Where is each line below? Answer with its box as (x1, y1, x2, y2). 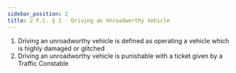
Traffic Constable (17, 59, 69, 67)
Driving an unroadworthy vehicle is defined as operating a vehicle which (17, 36, 230, 45)
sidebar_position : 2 (7, 10, 69, 18)
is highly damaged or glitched (17, 44, 105, 52)
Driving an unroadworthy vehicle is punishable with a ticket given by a (17, 51, 223, 60)
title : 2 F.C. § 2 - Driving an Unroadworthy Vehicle (7, 17, 171, 24)
